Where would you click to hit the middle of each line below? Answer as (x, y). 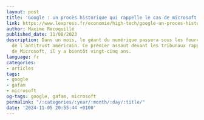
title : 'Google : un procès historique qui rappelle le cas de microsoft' (103, 18)
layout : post (23, 12)
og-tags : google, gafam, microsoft (51, 96)
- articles (20, 68)
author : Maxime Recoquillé (40, 29)
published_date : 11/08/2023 (42, 35)
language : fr (23, 57)
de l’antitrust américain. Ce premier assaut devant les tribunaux (99, 46)
